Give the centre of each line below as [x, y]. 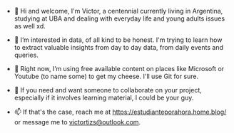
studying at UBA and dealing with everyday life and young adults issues [119, 18]
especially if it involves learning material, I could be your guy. [104, 97]
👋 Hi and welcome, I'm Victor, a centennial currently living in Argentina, [118, 11]
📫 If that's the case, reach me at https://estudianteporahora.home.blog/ [120, 112]
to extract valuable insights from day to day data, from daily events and [118, 47]
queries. [26, 55]
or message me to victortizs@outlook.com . [77, 122]
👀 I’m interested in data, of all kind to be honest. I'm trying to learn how [118, 40]
